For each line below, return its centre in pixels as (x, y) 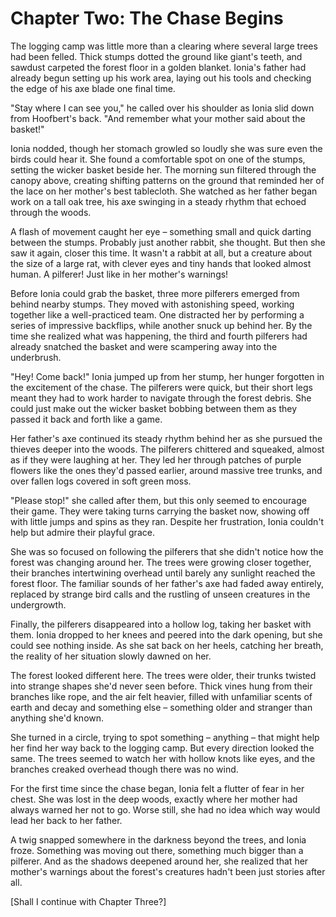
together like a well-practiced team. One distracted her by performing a (157, 314)
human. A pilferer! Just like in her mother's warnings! (119, 274)
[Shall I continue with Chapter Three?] (88, 901)
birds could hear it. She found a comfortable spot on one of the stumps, (158, 159)
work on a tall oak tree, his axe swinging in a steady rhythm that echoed (158, 201)
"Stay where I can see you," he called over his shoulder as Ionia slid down (162, 108)
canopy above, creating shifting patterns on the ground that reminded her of (167, 180)
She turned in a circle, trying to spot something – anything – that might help (165, 737)
